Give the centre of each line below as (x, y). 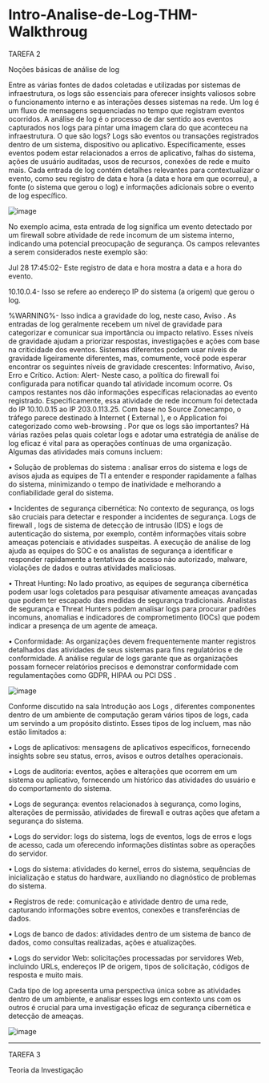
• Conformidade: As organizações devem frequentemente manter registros (132, 641)
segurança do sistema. (46, 820)
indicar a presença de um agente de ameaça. (83, 625)
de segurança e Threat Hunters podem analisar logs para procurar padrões (132, 608)
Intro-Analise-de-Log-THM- (103, 15)
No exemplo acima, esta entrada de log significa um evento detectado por (130, 227)
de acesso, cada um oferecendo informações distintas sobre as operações (132, 844)
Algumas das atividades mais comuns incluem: (85, 451)
